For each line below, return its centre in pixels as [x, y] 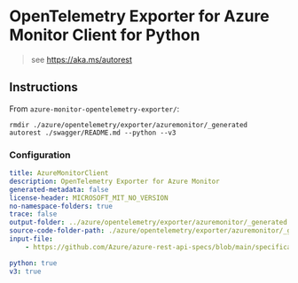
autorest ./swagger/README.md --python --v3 [93, 133]
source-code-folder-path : [57, 231]
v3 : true [25, 272]
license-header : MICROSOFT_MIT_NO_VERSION [89, 198]
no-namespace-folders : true [61, 206]
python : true [33, 263]
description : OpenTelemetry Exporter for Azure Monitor [114, 181]
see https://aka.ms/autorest [82, 59]
